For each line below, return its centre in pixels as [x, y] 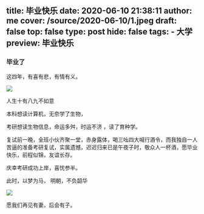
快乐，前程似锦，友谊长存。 [41, 154]
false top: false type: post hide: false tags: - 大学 [100, 32]
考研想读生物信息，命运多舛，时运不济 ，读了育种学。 [73, 126]
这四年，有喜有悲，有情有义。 [43, 76]
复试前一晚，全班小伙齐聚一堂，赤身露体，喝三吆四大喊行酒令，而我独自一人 [102, 139]
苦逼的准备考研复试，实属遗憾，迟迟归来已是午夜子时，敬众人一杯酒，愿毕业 [102, 147]
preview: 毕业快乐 [40, 43]
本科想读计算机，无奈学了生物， [46, 114]
